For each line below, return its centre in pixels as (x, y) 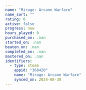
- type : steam (24, 65)
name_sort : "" (20, 14)
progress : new (20, 28)
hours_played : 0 (22, 33)
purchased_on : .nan (25, 38)
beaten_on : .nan (22, 47)
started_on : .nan (23, 42)
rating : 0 (15, 19)
